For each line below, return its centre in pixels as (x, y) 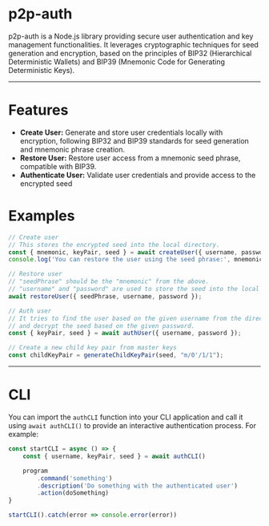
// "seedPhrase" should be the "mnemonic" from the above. (109, 281)
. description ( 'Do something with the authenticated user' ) (138, 486)
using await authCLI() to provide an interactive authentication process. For (132, 425)
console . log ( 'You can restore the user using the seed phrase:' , (119, 260)
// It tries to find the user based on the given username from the (125, 318)
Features (38, 110)
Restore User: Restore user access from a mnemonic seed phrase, (130, 158)
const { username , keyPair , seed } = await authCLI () (114, 456)
